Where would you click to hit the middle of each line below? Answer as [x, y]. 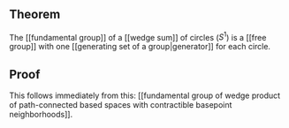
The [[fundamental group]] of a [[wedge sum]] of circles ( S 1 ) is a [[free [138, 36]
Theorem [35, 15]
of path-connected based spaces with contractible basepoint [121, 105]
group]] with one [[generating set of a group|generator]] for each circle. [140, 47]
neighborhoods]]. [41, 115]
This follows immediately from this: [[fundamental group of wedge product [145, 95]
